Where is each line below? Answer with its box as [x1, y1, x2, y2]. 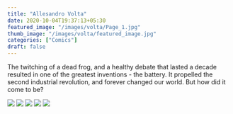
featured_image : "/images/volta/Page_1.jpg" [7, 23, 141, 30]
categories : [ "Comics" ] [7, 37, 78, 44]
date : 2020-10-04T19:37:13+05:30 [7, 17, 106, 24]
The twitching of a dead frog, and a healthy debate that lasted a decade [7, 63, 217, 71]
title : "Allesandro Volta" [7, 10, 87, 18]
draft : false [7, 43, 46, 50]
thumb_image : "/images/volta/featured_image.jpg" [7, 30, 157, 38]
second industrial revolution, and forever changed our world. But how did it [7, 78, 226, 86]
